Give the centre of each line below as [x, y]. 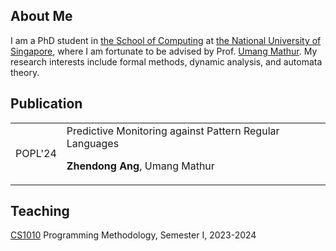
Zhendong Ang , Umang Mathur [140, 166]
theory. [25, 72]
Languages [93, 143]
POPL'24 [36, 153]
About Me [41, 16]
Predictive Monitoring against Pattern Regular [173, 131]
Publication [46, 104]
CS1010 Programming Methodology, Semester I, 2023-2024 [133, 235]
